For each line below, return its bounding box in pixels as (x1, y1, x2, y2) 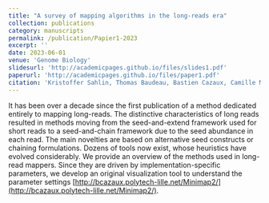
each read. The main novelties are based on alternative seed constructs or (8, 134, 254, 144)
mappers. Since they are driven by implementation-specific (25, 160, 221, 169)
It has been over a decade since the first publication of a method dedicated (8, 101, 257, 110)
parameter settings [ (8, 177, 76, 186)
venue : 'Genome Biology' (8, 57, 91, 65)
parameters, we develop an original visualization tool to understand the (8, 169, 243, 178)
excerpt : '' (8, 42, 48, 50)
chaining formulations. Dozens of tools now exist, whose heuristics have (8, 143, 247, 153)
